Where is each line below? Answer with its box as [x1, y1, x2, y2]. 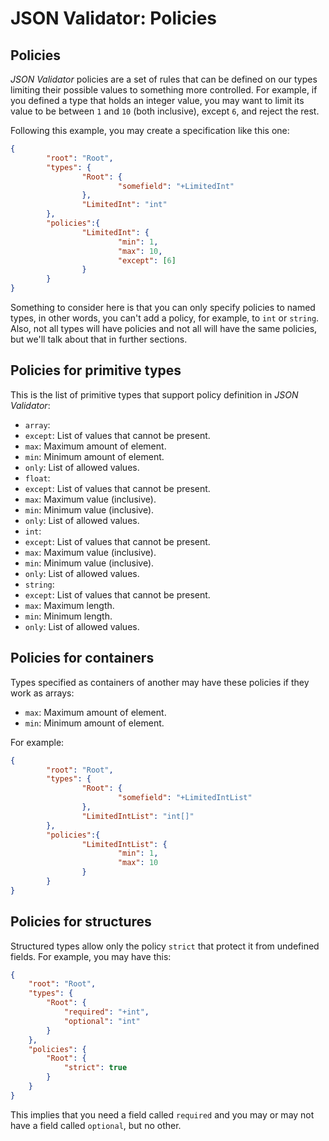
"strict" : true [63, 1063, 128, 1073]
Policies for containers [10, 650, 155, 667]
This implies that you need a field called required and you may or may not [10, 1108, 315, 1121]
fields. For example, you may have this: [10, 950, 172, 962]
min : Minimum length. [24, 610, 113, 622]
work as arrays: [10, 687, 75, 699]
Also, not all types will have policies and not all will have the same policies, [10, 323, 318, 334]
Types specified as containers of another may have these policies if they [10, 676, 310, 688]
